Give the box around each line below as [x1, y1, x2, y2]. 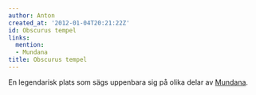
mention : [15, 41, 45, 49]
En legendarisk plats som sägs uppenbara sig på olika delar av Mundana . [8, 77, 249, 87]
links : [8, 33, 30, 42]
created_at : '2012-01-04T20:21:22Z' [8, 19, 130, 27]
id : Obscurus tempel [8, 26, 77, 34]
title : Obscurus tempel [8, 56, 88, 64]
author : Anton [8, 11, 56, 20]
